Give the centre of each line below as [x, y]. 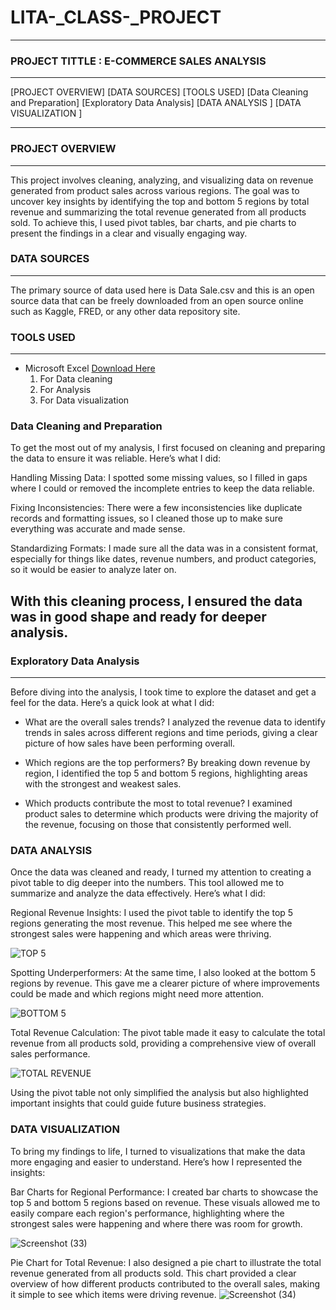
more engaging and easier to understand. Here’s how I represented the [156, 1162]
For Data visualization [84, 400]
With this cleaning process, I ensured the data [156, 601]
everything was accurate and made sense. [98, 529]
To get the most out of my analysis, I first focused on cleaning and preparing [168, 448]
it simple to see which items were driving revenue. [113, 1294]
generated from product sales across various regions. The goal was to [155, 190]
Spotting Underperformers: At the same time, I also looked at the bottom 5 [163, 973]
